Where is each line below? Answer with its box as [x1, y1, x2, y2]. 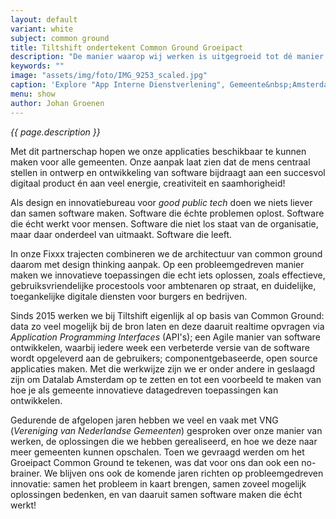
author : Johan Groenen [10, 98, 105, 108]
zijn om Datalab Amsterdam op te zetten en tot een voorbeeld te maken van [10, 373, 322, 385]
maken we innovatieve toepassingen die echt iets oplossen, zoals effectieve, [10, 269, 326, 281]
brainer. [10, 467, 42, 479]
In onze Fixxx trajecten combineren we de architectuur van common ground [10, 247, 323, 260]
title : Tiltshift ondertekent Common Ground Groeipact [10, 42, 244, 53]
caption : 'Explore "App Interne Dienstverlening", [10, 80, 226, 90]
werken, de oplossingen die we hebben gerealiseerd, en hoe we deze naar [10, 435, 318, 447]
